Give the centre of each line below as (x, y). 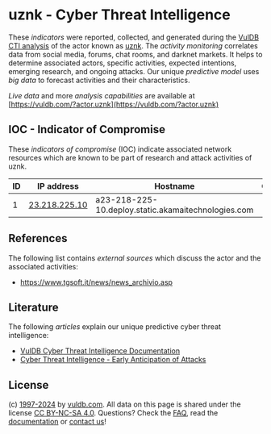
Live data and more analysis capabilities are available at (102, 95)
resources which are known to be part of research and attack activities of (130, 157)
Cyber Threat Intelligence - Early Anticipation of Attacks (113, 360)
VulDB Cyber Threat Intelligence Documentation (100, 351)
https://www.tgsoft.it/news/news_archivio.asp (96, 282)
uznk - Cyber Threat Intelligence (120, 15)
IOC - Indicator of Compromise (87, 129)
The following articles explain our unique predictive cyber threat (115, 327)
